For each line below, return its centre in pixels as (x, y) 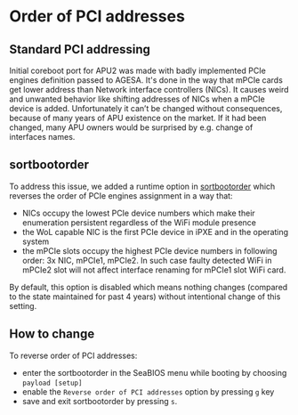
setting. (23, 305)
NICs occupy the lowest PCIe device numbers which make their (138, 213)
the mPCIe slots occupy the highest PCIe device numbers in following (149, 250)
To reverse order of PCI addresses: (73, 355)
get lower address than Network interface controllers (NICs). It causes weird (149, 90)
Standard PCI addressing (80, 49)
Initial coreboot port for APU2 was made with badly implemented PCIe (138, 70)
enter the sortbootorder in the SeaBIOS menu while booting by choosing (154, 372)
